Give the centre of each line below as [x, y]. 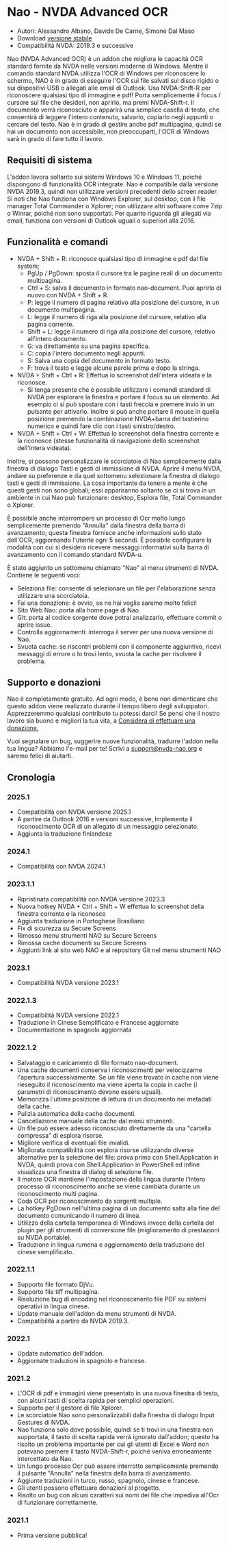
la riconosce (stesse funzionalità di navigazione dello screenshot [108, 440]
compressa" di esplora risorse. [60, 1135]
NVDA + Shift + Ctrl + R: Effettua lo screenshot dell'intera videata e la [114, 375]
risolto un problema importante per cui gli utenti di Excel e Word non [113, 1444]
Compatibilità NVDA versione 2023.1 [68, 982]
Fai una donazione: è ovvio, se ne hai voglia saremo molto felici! [107, 603]
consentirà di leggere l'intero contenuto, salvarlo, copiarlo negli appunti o [110, 116]
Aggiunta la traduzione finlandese [65, 834]
